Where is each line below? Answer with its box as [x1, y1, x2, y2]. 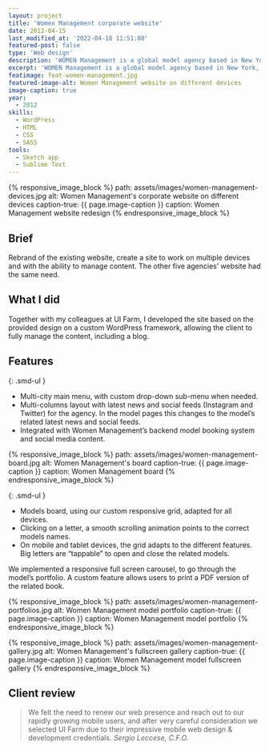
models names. [19, 531, 70, 541]
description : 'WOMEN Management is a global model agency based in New [8, 57, 252, 65]
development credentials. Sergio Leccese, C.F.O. [27, 733, 189, 743]
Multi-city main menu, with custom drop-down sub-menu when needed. [19, 391, 259, 401]
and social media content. [19, 433, 106, 443]
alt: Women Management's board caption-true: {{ [42, 458, 205, 467]
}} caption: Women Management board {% [34, 466, 176, 476]
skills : [8, 109, 34, 117]
